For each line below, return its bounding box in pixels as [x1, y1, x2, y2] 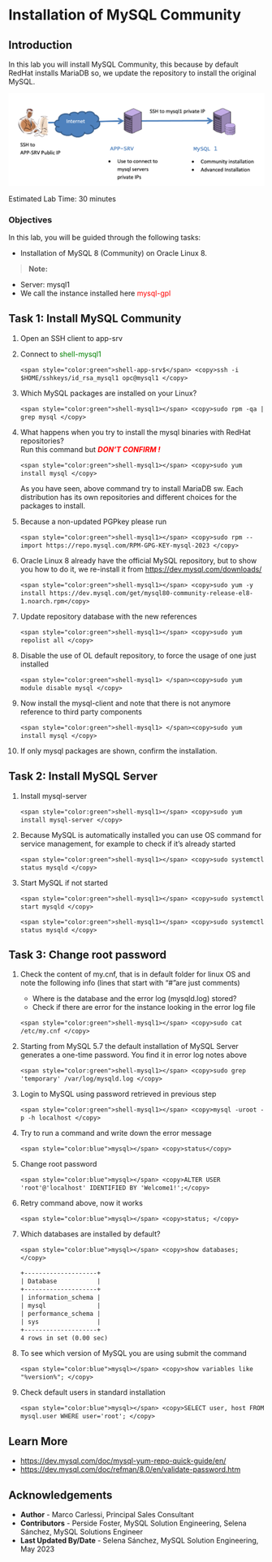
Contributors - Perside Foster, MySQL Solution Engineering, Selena [19, 1518, 247, 1528]
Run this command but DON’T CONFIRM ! [19, 444, 161, 454]
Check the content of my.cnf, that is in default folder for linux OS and [19, 969, 251, 979]
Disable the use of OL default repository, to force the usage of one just [19, 650, 257, 660]
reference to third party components [19, 706, 142, 716]
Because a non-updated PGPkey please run [19, 516, 167, 526]
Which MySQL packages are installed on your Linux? [19, 388, 197, 398]
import [19, 542, 43, 550]
